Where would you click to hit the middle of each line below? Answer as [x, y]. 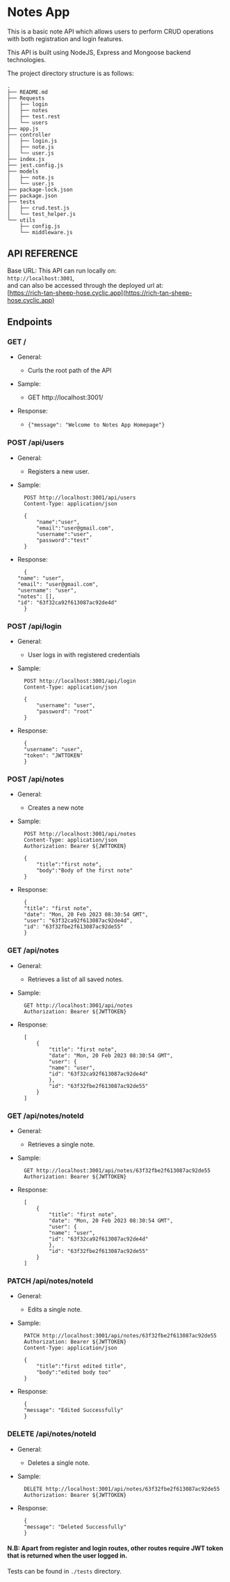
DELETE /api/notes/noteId [52, 1434]
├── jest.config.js [35, 165]
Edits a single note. [55, 1310]
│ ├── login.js [32, 141]
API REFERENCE [43, 254]
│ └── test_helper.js [42, 214]
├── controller [29, 135]
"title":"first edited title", [81, 1367]
